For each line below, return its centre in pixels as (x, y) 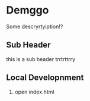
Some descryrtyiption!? (35, 26)
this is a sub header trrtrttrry (41, 59)
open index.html (34, 92)
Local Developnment (45, 78)
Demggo (28, 10)
